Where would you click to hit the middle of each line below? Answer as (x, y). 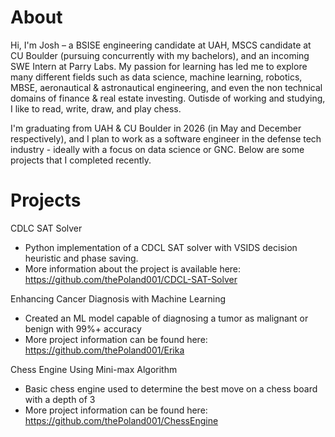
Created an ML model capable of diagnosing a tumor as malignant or (166, 318)
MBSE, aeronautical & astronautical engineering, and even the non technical (166, 87)
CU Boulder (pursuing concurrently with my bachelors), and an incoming (160, 55)
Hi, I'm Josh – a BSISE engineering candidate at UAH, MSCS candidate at (161, 45)
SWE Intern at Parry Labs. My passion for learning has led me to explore (159, 66)
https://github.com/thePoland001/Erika (104, 350)
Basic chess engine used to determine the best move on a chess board (171, 388)
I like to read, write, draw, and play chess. (96, 108)
